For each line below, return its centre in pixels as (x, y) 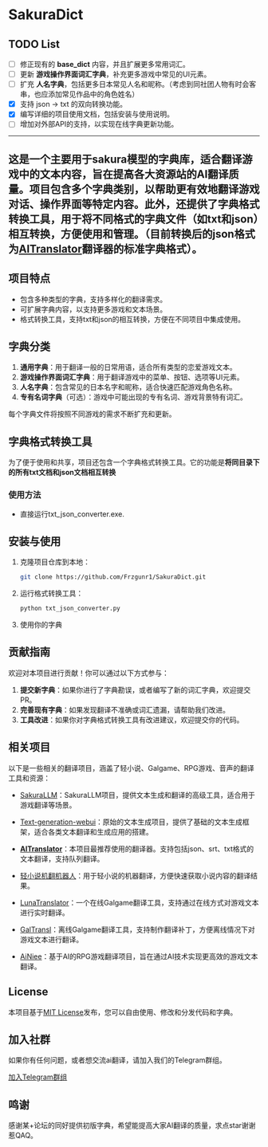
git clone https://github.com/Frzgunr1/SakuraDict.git (113, 577)
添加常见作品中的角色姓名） (93, 94)
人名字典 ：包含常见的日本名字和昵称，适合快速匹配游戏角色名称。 (128, 387)
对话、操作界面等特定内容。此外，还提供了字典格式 (134, 204)
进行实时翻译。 (44, 912)
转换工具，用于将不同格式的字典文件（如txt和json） (134, 219)
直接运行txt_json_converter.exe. (72, 514)
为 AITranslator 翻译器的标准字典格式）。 (105, 249)
